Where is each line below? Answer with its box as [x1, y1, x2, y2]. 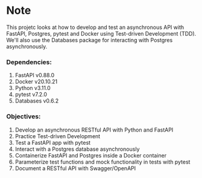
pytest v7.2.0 [14, 91, 47, 98]
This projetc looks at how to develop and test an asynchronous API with [6, 24, 185, 31]
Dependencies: [6, 58, 52, 66]
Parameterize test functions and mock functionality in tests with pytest [14, 158, 191, 165]
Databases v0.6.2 [14, 97, 59, 104]
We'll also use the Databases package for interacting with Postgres [6, 36, 173, 43]
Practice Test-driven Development [14, 132, 101, 139]
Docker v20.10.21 [14, 78, 58, 85]
